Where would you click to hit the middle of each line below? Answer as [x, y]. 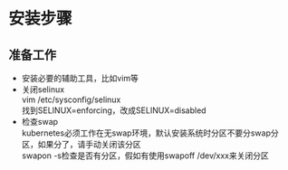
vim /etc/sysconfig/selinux [71, 99]
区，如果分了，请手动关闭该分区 [81, 144]
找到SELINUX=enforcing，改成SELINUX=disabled [114, 110]
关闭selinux [43, 90]
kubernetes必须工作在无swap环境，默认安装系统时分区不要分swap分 [150, 133]
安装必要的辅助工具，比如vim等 [80, 78]
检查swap [40, 122]
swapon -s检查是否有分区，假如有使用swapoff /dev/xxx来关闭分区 [145, 156]
